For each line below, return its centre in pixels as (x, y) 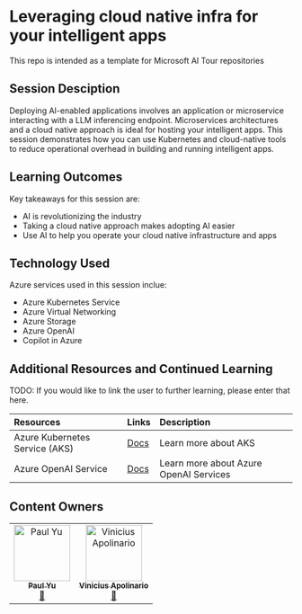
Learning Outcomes (66, 177)
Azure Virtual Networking (69, 312)
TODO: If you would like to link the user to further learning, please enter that (150, 391)
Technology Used (60, 263)
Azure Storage (49, 322)
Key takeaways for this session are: (75, 199)
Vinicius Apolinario (114, 586)
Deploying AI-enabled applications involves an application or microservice (147, 111)
